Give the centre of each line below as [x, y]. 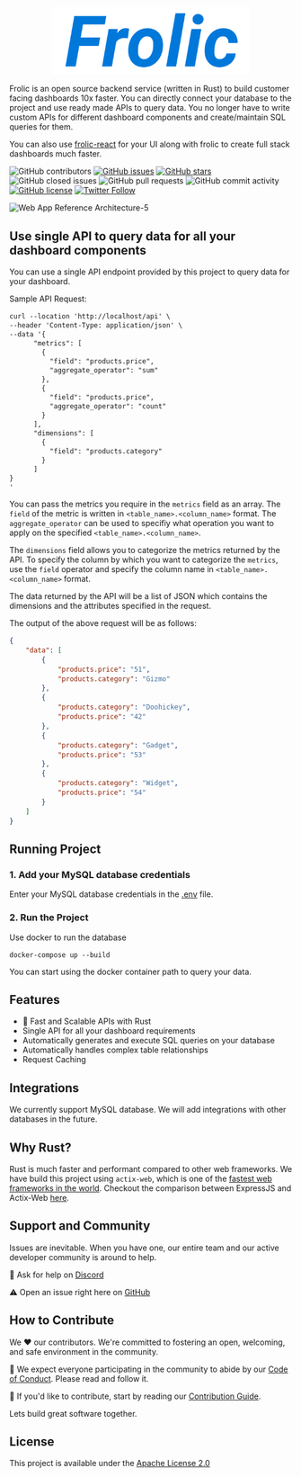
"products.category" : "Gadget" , [118, 745]
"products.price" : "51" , [104, 669]
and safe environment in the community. [84, 1351]
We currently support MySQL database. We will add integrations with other [148, 1110]
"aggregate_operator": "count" [108, 407]
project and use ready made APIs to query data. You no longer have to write [150, 108]
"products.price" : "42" [102, 717]
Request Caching [54, 1060]
